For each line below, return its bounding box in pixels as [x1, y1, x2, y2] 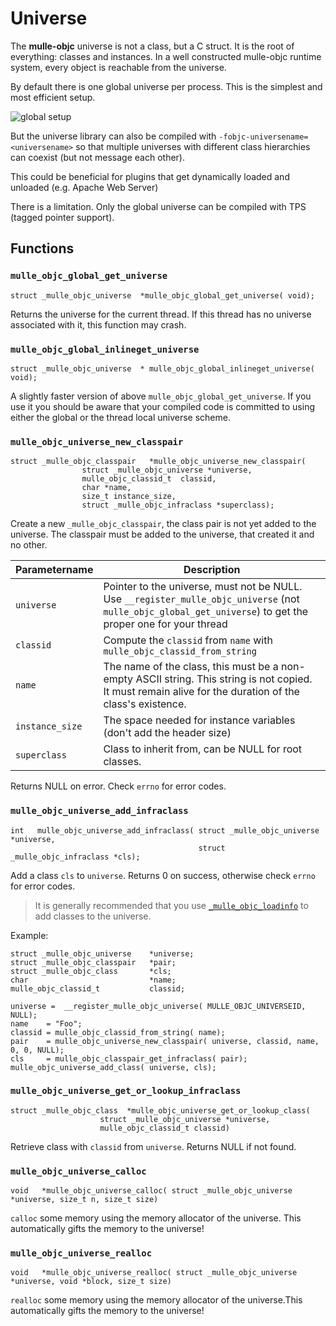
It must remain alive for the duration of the [103, 685, 300, 699]
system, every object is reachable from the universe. [10, 61, 227, 73]
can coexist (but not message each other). [10, 151, 185, 163]
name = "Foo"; [10, 1018, 83, 1029]
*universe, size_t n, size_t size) [10, 1195, 159, 1205]
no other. [10, 539, 48, 551]
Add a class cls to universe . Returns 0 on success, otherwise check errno [10, 869, 316, 881]
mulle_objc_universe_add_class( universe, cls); [10, 1062, 217, 1072]
